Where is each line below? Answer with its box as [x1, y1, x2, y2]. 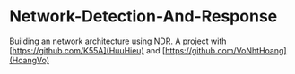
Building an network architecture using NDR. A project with [9, 36, 227, 46]
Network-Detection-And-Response [9, 6, 278, 27]
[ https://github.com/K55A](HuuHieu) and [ [9, 45, 166, 55]
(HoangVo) [9, 54, 50, 65]
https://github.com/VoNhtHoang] [164, 45, 287, 55]
